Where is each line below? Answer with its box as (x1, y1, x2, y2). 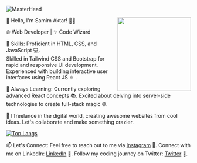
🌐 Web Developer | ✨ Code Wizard (6, 28, 91, 35)
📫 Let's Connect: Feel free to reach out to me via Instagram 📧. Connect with (6, 142, 191, 148)
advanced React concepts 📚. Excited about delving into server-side (6, 92, 171, 99)
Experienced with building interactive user (6, 68, 108, 75)
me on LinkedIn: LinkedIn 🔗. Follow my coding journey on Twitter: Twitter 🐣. (6, 150, 188, 157)
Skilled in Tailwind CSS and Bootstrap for (6, 55, 105, 62)
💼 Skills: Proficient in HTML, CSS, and (6, 40, 97, 47)
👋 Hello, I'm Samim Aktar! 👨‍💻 (6, 17, 76, 24)
